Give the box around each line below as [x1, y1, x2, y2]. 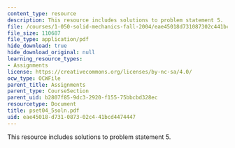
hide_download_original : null [7, 49, 96, 56]
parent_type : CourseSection [7, 88, 90, 94]
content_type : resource [7, 10, 77, 17]
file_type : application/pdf [7, 36, 90, 43]
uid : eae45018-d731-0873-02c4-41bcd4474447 [7, 113, 136, 120]
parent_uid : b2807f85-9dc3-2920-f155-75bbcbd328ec [7, 94, 158, 101]
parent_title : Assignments [7, 81, 86, 88]
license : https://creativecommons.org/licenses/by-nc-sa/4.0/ [7, 68, 192, 75]
